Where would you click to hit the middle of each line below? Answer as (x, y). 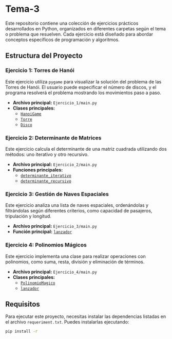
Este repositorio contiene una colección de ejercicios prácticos (72, 23)
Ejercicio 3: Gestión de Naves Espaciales (57, 194)
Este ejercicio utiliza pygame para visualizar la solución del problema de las (83, 82)
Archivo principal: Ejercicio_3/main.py (55, 226)
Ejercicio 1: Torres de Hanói (40, 70)
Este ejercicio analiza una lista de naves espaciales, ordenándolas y (77, 205)
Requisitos (23, 304)
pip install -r (22, 332)
